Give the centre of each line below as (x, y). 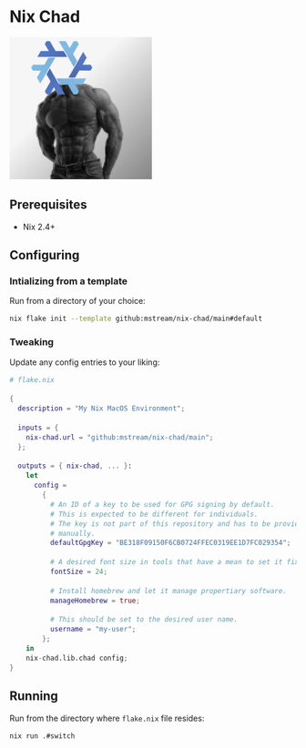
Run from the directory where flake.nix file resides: (107, 718)
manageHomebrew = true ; (95, 601)
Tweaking (32, 342)
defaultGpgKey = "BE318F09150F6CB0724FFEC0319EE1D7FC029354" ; (170, 543)
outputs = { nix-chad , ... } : (75, 466)
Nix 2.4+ (39, 227)
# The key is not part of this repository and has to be (160, 524)
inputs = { (38, 428)
